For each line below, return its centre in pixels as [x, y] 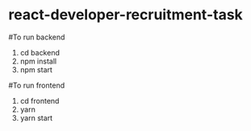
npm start [36, 69]
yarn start [36, 117]
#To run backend [37, 37]
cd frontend [40, 100]
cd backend [40, 52]
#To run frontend [37, 85]
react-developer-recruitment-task [126, 15]
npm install [38, 61]
